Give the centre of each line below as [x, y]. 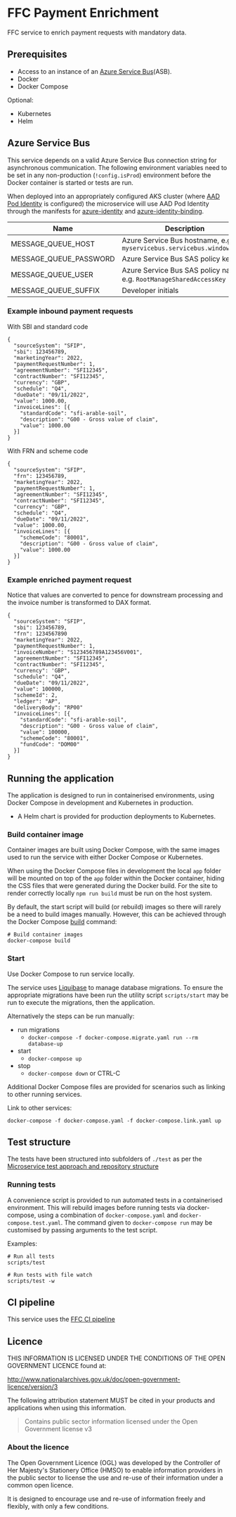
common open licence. [40, 1485]
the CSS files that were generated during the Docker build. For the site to [112, 886]
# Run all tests [31, 1256]
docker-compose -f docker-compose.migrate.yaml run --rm [113, 1038]
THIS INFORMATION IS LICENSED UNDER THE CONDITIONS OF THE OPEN [117, 1358]
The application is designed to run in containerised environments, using [111, 795]
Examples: [22, 1243]
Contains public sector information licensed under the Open [111, 1421]
